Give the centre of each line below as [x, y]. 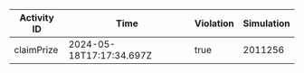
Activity [37, 18]
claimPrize [36, 50]
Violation [214, 23]
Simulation [266, 23]
